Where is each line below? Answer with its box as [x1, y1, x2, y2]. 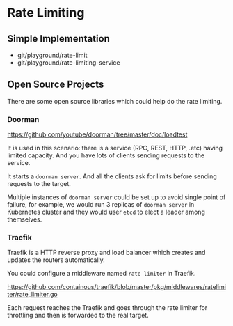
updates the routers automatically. [7, 256, 106, 264]
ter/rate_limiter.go [7, 290, 58, 299]
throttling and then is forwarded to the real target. [7, 311, 149, 320]
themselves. [7, 215, 42, 224]
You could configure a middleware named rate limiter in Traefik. [7, 270, 196, 278]
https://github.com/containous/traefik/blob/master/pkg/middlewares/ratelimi [7, 283, 226, 291]
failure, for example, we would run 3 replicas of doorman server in [7, 201, 195, 209]
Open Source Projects [7, 79, 104, 91]
